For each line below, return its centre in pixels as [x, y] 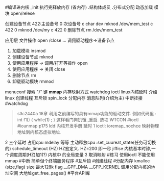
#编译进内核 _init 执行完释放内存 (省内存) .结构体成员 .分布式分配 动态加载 [79, 7]
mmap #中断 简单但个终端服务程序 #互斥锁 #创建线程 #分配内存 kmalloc [78, 161]
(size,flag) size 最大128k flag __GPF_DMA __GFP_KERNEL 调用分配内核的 [78, 167]
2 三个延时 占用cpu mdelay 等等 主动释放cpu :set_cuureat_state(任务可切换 [81, 142]
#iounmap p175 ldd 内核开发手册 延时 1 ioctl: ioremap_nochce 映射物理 [88, 126]
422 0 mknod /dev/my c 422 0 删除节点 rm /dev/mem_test [64, 30]
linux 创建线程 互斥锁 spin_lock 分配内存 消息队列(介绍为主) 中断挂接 [74, 98]
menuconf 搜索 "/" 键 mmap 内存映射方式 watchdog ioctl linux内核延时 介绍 [81, 92]
